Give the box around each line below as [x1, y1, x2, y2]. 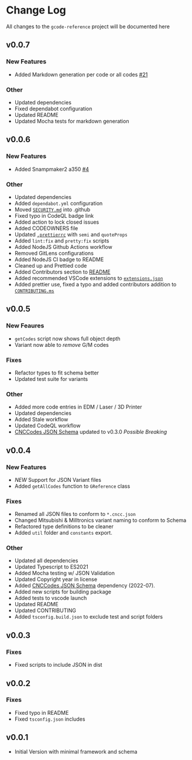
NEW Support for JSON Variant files [14, 476, 101, 483]
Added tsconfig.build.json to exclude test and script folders [14, 613, 163, 620]
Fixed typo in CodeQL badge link [14, 212, 94, 219]
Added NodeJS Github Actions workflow [14, 243, 112, 250]
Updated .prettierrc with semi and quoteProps [14, 231, 128, 238]
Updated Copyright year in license [14, 576, 98, 583]
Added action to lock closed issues [14, 218, 100, 225]
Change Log [6, 4, 66, 17]
